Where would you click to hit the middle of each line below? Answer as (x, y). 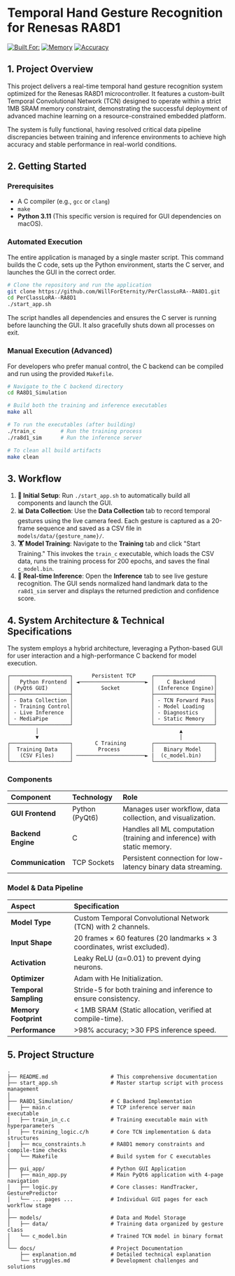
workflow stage (29, 1206)
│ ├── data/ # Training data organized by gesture (115, 1224)
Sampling (27, 998)
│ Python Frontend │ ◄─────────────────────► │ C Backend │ (112, 682)
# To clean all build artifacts (54, 450)
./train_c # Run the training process (74, 431)
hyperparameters (31, 1126)
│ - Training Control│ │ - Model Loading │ (112, 707)
